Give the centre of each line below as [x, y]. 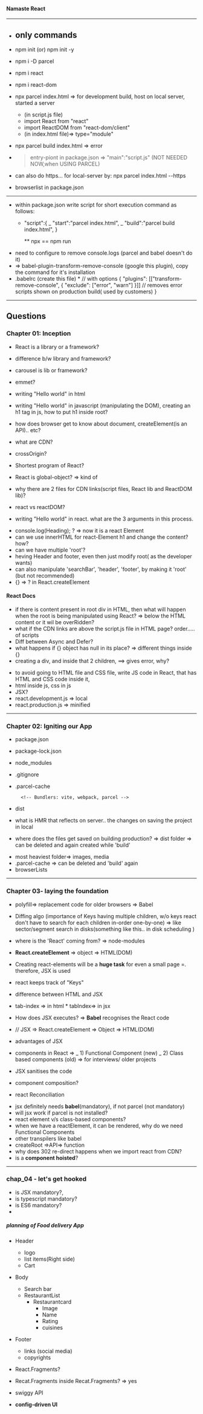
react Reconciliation [40, 1095]
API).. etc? [28, 430]
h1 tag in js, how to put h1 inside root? [61, 412]
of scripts [27, 635]
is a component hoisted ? [47, 1158]
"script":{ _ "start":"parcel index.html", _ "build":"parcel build [99, 223]
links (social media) [48, 1351]
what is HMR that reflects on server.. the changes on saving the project [103, 821]
